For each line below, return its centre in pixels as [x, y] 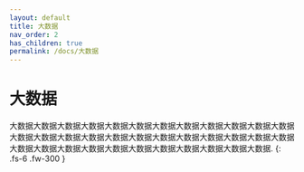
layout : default [40, 18]
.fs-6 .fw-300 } [38, 158]
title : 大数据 [34, 26]
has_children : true [46, 43]
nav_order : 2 [34, 34]
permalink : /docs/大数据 [54, 52]
